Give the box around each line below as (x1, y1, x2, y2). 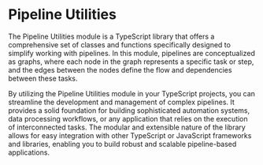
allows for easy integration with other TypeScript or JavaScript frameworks (8, 130, 252, 140)
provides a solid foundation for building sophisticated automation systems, (8, 105, 250, 115)
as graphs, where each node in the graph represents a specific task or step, (8, 57, 254, 66)
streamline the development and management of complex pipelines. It (8, 97, 235, 107)
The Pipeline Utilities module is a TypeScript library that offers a (8, 32, 215, 41)
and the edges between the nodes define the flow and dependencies (8, 65, 232, 74)
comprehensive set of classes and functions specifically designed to (8, 39, 231, 49)
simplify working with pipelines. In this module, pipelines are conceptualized (8, 48, 256, 58)
